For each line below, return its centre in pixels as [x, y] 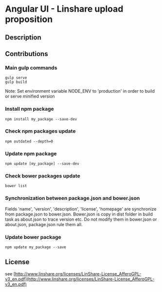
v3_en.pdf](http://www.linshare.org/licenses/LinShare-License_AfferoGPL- [80, 279]
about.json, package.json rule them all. [44, 224]
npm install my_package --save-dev [41, 119]
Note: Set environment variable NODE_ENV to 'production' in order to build [80, 91]
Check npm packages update [40, 131]
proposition [29, 19]
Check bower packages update [43, 176]
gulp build [16, 82]
